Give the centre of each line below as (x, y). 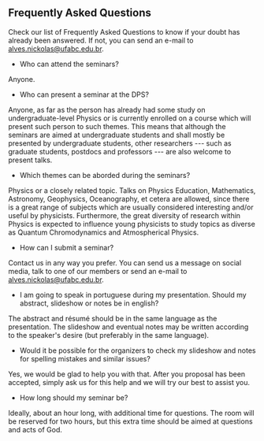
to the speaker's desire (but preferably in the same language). (109, 335)
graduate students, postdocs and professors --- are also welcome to (120, 151)
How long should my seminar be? (74, 398)
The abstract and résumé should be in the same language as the (113, 318)
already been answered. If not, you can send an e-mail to (101, 40)
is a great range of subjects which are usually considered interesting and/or (131, 207)
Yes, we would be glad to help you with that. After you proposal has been (127, 374)
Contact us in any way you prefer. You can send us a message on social (125, 262)
